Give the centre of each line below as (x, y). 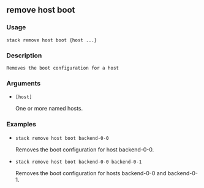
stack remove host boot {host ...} (52, 40)
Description (24, 56)
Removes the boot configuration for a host (63, 68)
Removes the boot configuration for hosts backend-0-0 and (91, 173)
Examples (21, 125)
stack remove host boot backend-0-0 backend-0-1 (78, 162)
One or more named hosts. (49, 109)
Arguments (24, 83)
